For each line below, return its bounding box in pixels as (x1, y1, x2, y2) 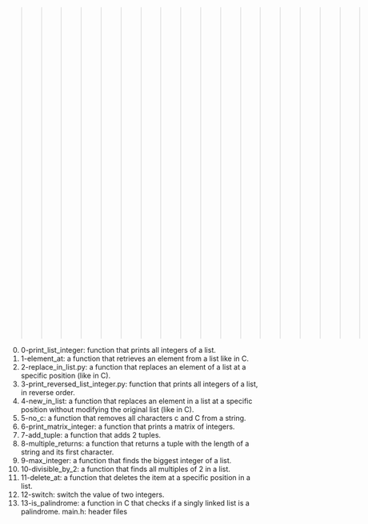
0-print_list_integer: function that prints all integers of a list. (20, 346, 217, 354)
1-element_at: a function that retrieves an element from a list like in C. (20, 354, 250, 363)
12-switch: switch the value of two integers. (20, 490, 165, 499)
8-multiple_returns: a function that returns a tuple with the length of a (20, 439, 250, 448)
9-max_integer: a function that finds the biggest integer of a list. (20, 456, 232, 465)
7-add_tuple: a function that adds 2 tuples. (20, 430, 162, 439)
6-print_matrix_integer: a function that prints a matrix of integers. (20, 422, 235, 431)
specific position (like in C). (20, 371, 111, 380)
